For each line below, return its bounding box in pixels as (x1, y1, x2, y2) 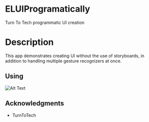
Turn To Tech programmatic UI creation (5, 20, 85, 25)
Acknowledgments (5, 99, 65, 108)
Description (5, 37, 54, 48)
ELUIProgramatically (5, 3, 91, 15)
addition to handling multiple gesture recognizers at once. (5, 58, 122, 64)
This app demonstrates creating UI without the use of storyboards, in (5, 53, 145, 59)
